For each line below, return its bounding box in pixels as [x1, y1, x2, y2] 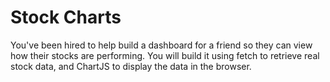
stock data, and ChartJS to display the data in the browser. [10, 60, 252, 72]
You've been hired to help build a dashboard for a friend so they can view [10, 39, 313, 51]
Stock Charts [10, 6, 122, 29]
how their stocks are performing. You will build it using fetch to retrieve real [10, 49, 320, 61]
